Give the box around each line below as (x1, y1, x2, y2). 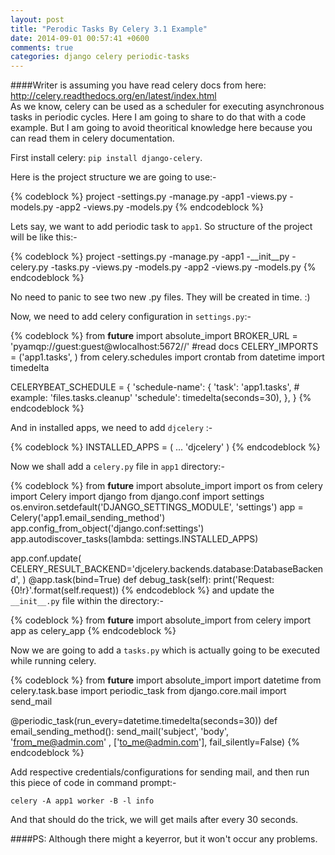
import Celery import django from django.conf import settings (10, 491, 265, 503)
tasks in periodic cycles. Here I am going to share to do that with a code (10, 111, 307, 123)
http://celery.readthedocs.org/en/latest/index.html (10, 90, 217, 102)
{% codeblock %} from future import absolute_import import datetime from (10, 674, 322, 686)
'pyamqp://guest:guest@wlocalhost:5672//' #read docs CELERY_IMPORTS (10, 341, 319, 353)
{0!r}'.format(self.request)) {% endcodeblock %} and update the (10, 584, 275, 596)
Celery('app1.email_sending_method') (10, 512, 166, 524)
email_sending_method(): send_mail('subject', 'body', (10, 726, 229, 738)
